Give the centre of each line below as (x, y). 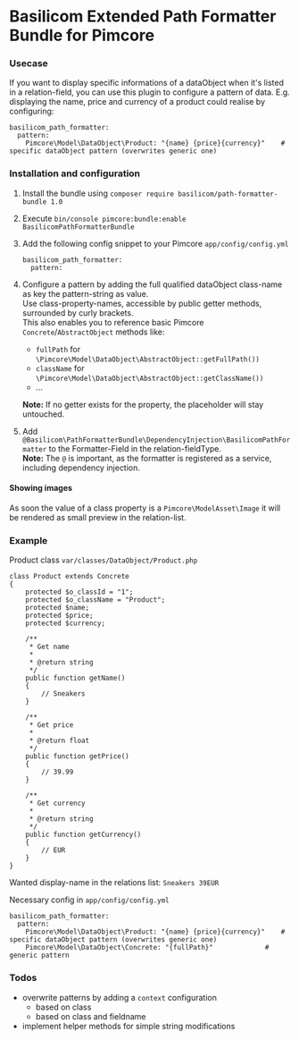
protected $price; (59, 616)
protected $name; (58, 608)
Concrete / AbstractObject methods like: (93, 332)
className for (60, 368)
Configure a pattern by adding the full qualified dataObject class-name (152, 284)
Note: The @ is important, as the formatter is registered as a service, (147, 458)
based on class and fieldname (91, 1016)
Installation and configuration (75, 173)
